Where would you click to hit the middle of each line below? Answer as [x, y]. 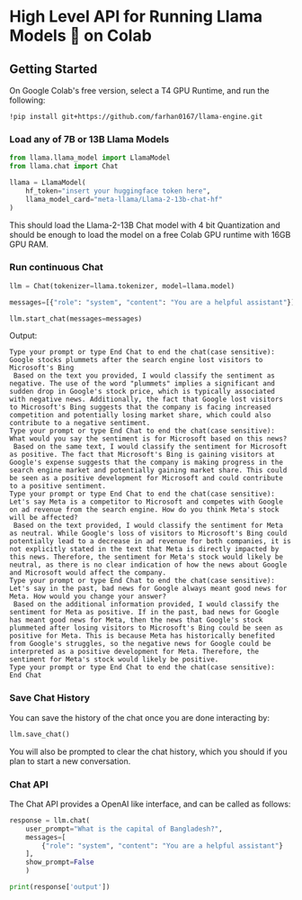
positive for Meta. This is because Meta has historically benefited [142, 636]
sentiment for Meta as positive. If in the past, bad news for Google [144, 613]
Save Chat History [50, 698]
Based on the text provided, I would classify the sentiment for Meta [148, 526]
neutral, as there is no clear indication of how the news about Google [148, 565]
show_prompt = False [60, 862]
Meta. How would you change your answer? [88, 596]
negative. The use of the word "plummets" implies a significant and [142, 384]
